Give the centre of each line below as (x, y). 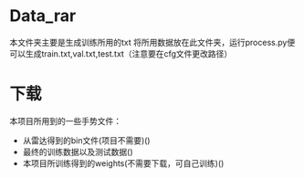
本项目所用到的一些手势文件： (65, 120)
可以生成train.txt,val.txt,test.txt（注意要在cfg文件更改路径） (121, 53)
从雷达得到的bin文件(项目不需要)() (86, 140)
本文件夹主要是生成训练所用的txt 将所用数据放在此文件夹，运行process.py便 (152, 42)
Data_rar (43, 16)
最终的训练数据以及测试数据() (78, 152)
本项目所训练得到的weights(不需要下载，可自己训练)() (123, 163)
